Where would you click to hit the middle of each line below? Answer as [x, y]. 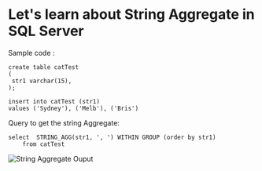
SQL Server [46, 31]
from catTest [44, 144]
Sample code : [31, 53]
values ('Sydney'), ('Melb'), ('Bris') [74, 108]
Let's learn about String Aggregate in [131, 15]
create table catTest [44, 67]
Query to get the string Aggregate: [64, 122]
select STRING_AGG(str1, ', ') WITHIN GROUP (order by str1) [112, 137]
